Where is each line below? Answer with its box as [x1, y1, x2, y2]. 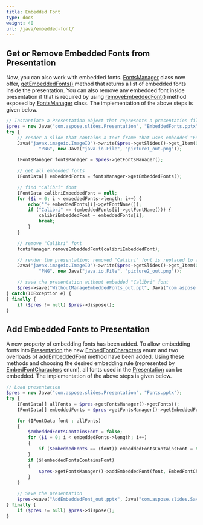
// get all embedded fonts [17, 168, 85, 174]
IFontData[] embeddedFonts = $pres [17, 407, 107, 413]
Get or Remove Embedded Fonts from [6, 48, 150, 58]
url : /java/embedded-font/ [6, 25, 74, 32]
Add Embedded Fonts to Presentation [6, 324, 150, 334]
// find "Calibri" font [17, 184, 77, 190]
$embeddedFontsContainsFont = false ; [28, 429, 123, 435]
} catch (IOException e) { [6, 290, 71, 296]
